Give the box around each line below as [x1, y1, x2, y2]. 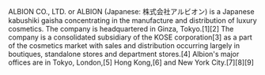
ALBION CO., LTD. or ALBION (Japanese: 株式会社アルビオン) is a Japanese [8, 7, 255, 16]
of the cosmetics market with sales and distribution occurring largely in [8, 41, 240, 50]
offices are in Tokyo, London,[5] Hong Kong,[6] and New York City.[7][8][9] [8, 58, 255, 67]
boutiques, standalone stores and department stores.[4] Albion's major [8, 50, 240, 58]
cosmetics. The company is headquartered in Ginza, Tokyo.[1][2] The [8, 24, 234, 33]
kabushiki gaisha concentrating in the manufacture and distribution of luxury [8, 16, 257, 25]
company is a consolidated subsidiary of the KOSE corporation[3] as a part [8, 32, 253, 42]
